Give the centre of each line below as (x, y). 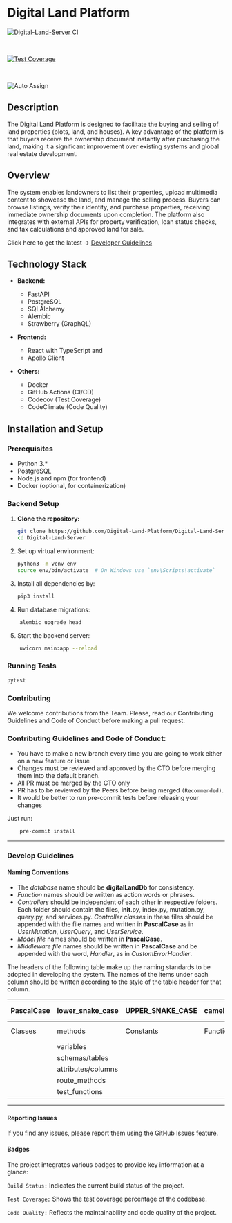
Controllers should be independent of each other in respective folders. (117, 902)
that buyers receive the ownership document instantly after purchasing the (113, 139)
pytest (17, 680)
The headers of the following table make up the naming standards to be (109, 967)
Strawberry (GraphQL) (59, 324)
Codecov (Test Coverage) (64, 399)
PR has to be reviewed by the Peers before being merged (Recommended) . (120, 790)
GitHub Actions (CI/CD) (61, 392)
